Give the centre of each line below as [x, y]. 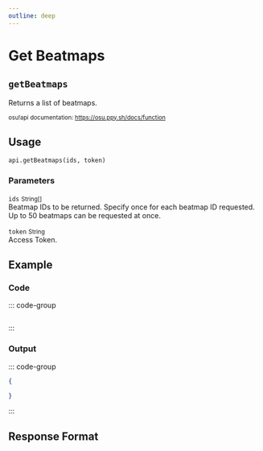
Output [23, 349]
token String [27, 232]
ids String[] [25, 199]
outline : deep [32, 16]
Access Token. [33, 239]
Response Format [53, 436]
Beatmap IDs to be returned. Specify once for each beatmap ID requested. [131, 207]
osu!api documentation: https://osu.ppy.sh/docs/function [87, 118]
